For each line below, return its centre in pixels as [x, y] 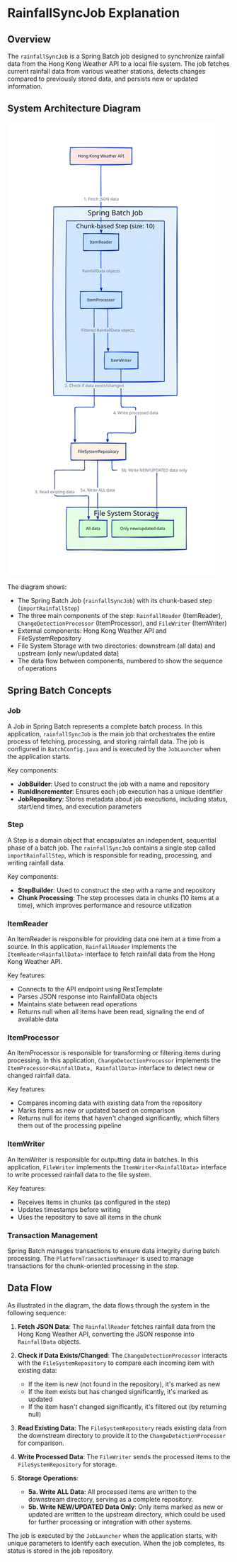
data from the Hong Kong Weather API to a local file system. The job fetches [118, 64]
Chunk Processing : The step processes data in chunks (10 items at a [118, 897]
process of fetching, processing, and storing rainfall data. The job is [106, 741]
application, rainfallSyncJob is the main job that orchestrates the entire [111, 734]
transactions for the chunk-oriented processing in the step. [93, 1266]
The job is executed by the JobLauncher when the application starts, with [112, 1535]
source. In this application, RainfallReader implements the [92, 947]
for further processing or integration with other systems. [110, 1522]
